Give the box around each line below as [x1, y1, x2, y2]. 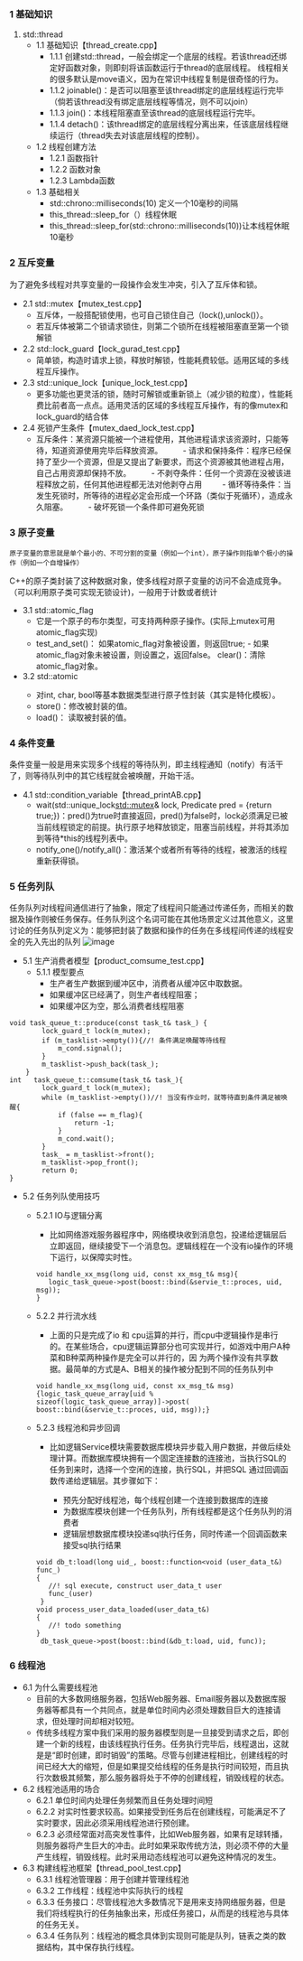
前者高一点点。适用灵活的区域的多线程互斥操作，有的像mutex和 [51, 399, 289, 410]
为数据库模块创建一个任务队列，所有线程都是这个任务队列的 [62, 1506, 285, 1517]
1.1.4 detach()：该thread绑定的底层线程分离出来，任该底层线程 [49, 119, 281, 130]
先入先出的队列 [24, 937, 81, 948]
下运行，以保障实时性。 [49, 1252, 137, 1263]
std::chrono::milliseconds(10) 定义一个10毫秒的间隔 [49, 198, 239, 209]
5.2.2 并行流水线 [35, 1311, 97, 1321]
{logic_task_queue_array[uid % [35, 1389, 154, 1399]
